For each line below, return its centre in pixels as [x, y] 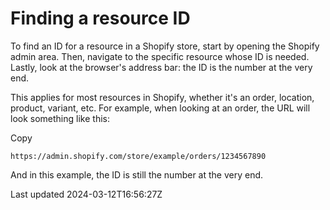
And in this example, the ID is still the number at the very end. [137, 174]
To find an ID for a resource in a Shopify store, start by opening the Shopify [165, 46]
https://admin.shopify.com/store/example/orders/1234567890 [138, 156]
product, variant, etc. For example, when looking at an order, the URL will [160, 108]
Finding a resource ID [100, 18]
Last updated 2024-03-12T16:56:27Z [86, 194]
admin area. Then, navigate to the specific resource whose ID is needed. [160, 56]
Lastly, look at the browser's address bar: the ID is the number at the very [161, 67]
